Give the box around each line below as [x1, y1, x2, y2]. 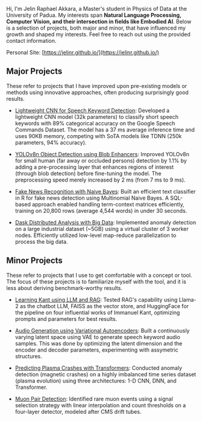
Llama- [178, 296, 197, 303]
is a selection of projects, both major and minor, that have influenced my [6, 24, 186, 31]
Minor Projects [6, 256, 63, 266]
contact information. [6, 37, 57, 44]
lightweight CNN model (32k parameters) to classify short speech [14, 113, 179, 120]
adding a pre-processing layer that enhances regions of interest [14, 163, 174, 171]
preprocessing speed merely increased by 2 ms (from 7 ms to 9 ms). [14, 176, 186, 183]
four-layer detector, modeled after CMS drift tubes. [14, 408, 142, 415]
